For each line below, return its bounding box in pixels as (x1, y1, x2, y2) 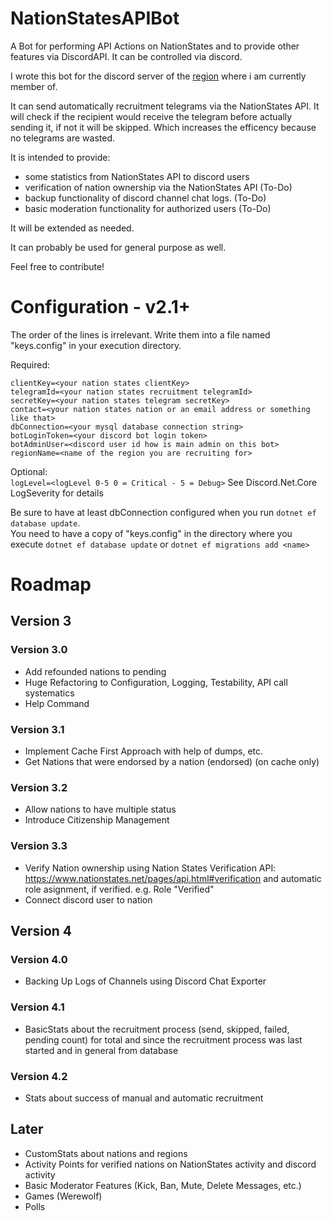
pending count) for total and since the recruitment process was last (24, 1033, 303, 1046)
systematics (24, 687, 75, 699)
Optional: (10, 465, 48, 477)
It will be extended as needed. (10, 222, 135, 234)
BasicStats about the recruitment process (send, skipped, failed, (24, 1023, 290, 1035)
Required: (10, 358, 51, 371)
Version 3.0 (10, 643, 68, 657)
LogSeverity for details (10, 487, 104, 499)
